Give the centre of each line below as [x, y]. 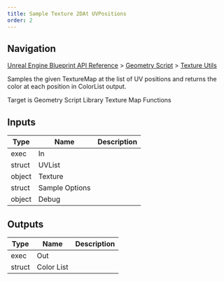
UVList [49, 165]
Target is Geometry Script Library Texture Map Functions [89, 100]
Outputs [26, 224]
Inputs [22, 122]
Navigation [31, 49]
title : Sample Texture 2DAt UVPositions [67, 14]
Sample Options [64, 188]
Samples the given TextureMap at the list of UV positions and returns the [112, 79]
